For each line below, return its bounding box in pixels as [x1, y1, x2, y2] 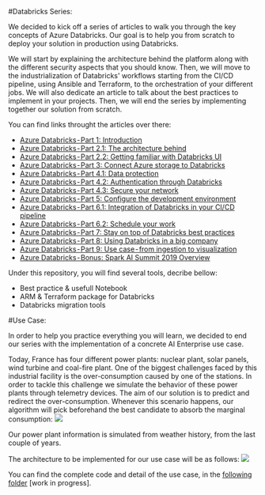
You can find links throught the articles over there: [8, 120, 172, 129]
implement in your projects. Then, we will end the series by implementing [8, 96, 247, 105]
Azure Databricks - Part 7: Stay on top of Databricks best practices [19, 228, 236, 236]
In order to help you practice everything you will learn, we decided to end [8, 331, 248, 340]
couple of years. [8, 438, 62, 448]
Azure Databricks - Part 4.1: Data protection [19, 169, 160, 178]
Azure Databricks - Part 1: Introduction [19, 135, 142, 145]
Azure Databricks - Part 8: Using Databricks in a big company [19, 236, 218, 245]
